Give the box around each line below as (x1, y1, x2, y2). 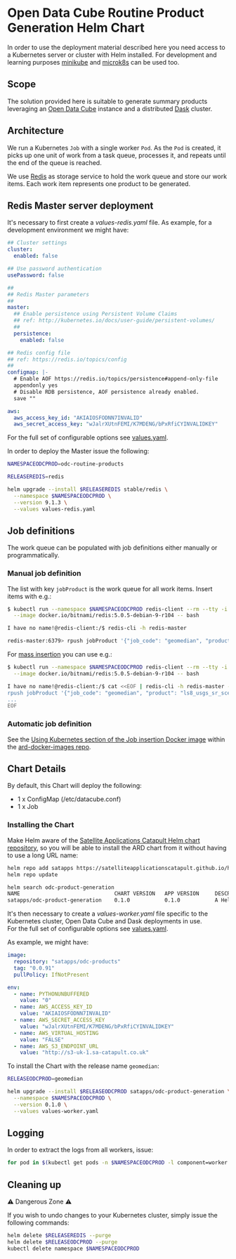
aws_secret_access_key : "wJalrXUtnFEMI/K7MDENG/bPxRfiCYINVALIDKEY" (13, 421, 218, 428)
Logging (7, 1127, 44, 1139)
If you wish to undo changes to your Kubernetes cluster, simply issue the (7, 1211, 218, 1220)
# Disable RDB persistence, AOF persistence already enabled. (13, 388, 199, 395)
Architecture (7, 125, 65, 137)
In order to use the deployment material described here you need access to (7, 43, 226, 51)
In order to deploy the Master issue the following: (7, 447, 150, 456)
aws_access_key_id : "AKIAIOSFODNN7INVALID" (13, 414, 143, 421)
